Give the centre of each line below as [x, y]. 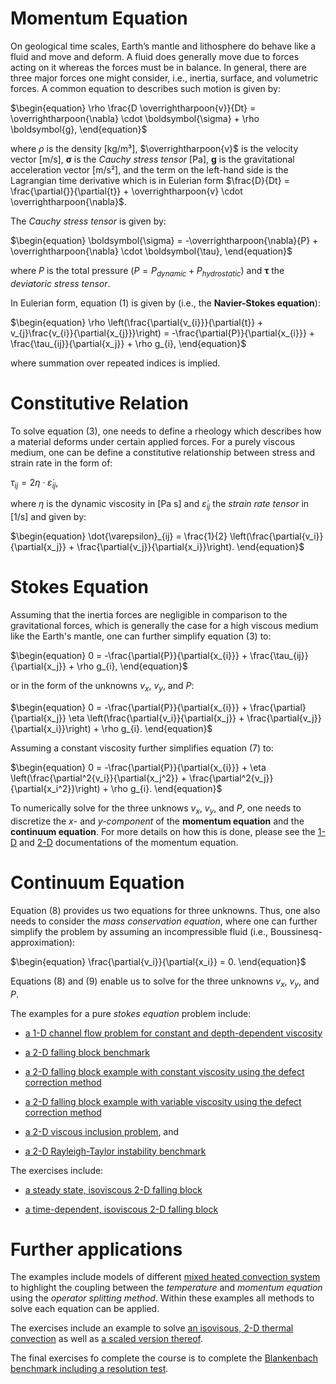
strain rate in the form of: [61, 463]
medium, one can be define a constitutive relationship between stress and [163, 452]
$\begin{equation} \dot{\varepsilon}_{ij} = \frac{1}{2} [119, 536]
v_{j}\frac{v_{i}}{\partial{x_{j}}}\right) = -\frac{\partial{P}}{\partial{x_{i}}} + [163, 333]
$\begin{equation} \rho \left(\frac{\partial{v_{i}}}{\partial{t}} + [137, 322]
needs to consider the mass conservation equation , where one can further [164, 921]
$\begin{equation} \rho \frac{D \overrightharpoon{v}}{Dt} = [133, 108]
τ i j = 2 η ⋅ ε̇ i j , [34, 483]
